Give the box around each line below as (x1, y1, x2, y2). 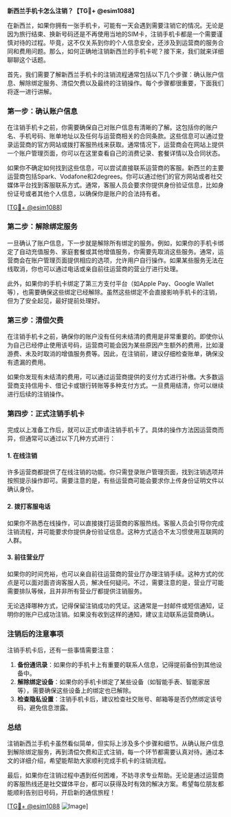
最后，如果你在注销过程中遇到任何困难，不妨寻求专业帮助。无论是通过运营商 (7, 771, 224, 780)
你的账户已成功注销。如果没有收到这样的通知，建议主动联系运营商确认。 (12, 610, 218, 618)
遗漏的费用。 (12, 358, 49, 366)
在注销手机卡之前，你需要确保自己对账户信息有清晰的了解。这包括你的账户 (7, 123, 218, 131)
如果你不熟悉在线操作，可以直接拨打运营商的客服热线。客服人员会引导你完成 (7, 519, 224, 527)
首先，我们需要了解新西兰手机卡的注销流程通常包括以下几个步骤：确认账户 (7, 70, 218, 78)
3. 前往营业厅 (7, 553, 45, 562)
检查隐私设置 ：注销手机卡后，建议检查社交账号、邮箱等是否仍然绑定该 (16, 695, 217, 703)
